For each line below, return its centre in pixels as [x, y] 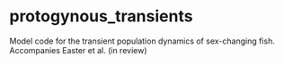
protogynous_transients [101, 16]
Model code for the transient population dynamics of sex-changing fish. [142, 41]
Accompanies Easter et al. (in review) [78, 50]
